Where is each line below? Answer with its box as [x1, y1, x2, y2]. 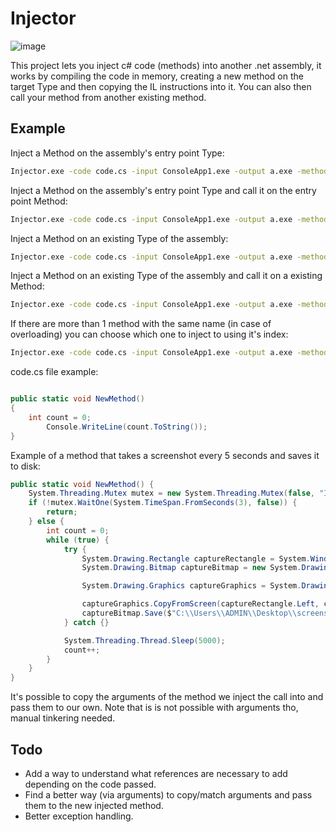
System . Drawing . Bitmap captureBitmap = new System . [81, 563, 302, 573]
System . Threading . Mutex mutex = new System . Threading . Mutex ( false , [28, 488, 315, 499]
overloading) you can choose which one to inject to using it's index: [10, 328, 289, 341]
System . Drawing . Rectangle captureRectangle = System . [81, 553, 311, 564]
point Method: [10, 195, 68, 207]
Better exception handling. [24, 810, 134, 822]
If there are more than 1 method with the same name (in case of [10, 318, 272, 330]
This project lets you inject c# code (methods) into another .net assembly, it [10, 59, 322, 71]
